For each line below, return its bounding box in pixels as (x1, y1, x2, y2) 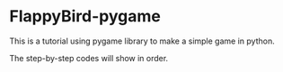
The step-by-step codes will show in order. (9, 52, 169, 63)
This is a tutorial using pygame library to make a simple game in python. (9, 36, 276, 46)
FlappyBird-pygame (9, 6, 162, 27)
